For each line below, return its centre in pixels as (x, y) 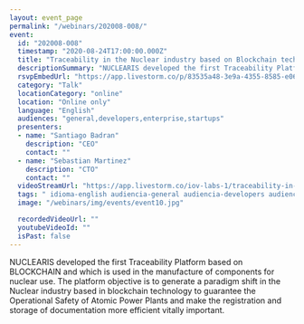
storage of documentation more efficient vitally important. (117, 310)
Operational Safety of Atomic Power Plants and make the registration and (146, 300)
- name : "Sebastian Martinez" (74, 161)
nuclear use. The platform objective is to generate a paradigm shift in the (145, 281)
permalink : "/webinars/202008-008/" (78, 26)
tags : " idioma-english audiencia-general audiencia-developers (141, 195)
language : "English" (56, 110)
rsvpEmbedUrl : (44, 77)
